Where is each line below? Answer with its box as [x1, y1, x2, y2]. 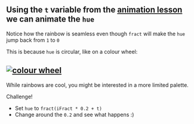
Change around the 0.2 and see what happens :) [14, 111, 134, 118]
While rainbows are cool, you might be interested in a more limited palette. [6, 81, 189, 89]
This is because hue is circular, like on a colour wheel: [6, 48, 138, 55]
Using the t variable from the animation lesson [6, 5, 183, 15]
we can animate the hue [6, 14, 94, 25]
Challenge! [6, 93, 33, 100]
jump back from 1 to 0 [6, 36, 60, 44]
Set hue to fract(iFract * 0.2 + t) [14, 104, 103, 111]
